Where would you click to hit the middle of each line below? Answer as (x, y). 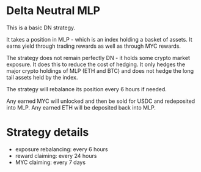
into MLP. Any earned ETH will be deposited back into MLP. (81, 107)
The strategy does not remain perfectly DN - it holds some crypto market (98, 58)
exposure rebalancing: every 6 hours (61, 149)
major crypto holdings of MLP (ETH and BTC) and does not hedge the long (100, 70)
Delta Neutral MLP (53, 11)
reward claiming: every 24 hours (56, 155)
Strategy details (48, 133)
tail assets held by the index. (42, 77)
